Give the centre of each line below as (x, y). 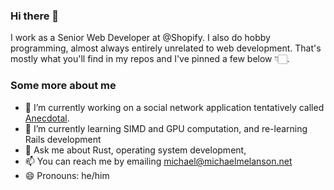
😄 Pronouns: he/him (67, 175)
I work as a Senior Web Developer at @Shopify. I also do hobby (140, 38)
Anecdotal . (47, 118)
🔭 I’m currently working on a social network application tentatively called (174, 107)
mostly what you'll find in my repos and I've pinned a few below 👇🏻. (150, 59)
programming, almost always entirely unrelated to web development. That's (166, 48)
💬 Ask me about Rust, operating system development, (135, 150)
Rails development (63, 139)
